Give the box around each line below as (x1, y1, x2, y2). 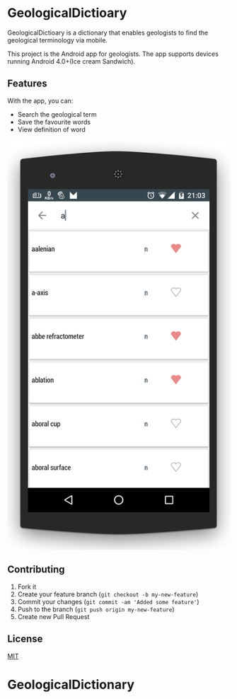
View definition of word (17, 125, 86, 134)
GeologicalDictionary (7, 676, 135, 693)
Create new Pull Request (17, 612, 90, 620)
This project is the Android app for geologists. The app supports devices (7, 50, 219, 58)
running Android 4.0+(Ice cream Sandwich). (7, 57, 136, 65)
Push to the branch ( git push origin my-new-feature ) (17, 605, 175, 613)
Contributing (7, 564, 65, 576)
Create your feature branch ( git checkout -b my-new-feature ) (17, 589, 199, 599)
